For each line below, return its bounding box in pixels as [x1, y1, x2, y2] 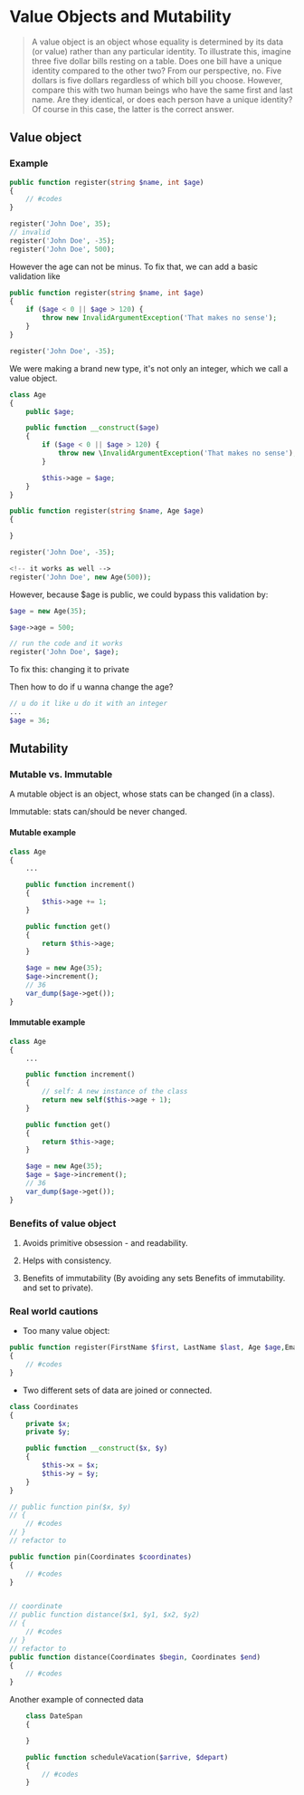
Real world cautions [9, 1305, 99, 1317]
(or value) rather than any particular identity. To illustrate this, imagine [31, 45, 291, 56]
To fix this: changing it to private [9, 664, 129, 675]
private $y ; [25, 1427, 71, 1437]
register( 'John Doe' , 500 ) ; [9, 245, 116, 254]
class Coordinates [9, 1402, 79, 1411]
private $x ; [25, 1419, 71, 1428]
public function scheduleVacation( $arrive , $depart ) [25, 1752, 229, 1761]
